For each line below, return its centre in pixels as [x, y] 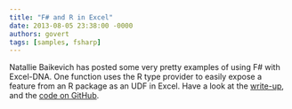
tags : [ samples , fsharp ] [55, 42]
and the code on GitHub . [54, 96]
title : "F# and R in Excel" [61, 17]
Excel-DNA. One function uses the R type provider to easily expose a [136, 77]
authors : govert [39, 34]
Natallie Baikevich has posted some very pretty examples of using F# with [145, 67]
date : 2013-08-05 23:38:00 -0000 [71, 26]
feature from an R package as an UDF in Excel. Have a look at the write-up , [147, 86]
